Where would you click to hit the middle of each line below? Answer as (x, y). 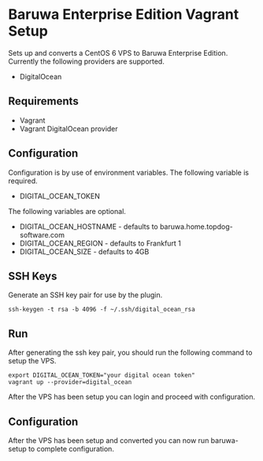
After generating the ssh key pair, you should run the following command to (130, 352)
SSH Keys (33, 276)
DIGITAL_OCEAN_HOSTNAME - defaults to (89, 227)
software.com (42, 234)
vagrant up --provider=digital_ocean (70, 382)
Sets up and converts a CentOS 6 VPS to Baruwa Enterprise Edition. (118, 53)
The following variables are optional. (67, 211)
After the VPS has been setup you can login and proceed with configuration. (132, 397)
